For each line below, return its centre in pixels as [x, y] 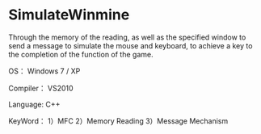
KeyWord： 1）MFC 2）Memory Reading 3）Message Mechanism [118, 121]
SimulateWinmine [69, 15]
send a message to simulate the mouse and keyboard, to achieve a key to [130, 45]
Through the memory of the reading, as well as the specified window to [127, 37]
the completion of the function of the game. [81, 54]
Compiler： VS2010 [41, 88]
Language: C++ [34, 104]
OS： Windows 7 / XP [44, 71]
